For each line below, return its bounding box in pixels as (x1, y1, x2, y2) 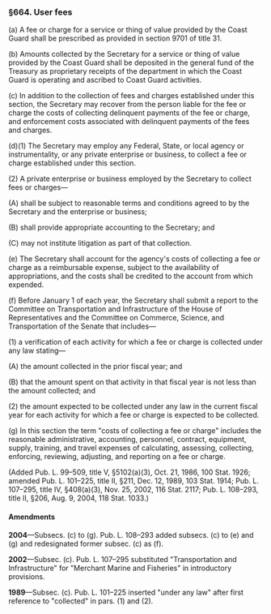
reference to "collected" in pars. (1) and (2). (8, 595, 154, 606)
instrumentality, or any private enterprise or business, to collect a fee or (8, 149, 248, 160)
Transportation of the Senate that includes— (8, 321, 156, 331)
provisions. (8, 571, 45, 582)
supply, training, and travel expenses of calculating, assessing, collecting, (8, 443, 254, 453)
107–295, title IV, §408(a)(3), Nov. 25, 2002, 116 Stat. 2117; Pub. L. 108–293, (8, 485, 259, 495)
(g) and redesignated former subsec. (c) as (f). (8, 539, 164, 548)
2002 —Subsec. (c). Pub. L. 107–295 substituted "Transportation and (8, 554, 237, 564)
